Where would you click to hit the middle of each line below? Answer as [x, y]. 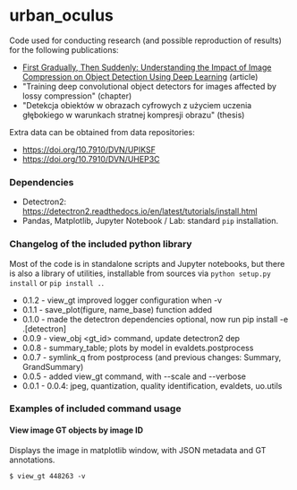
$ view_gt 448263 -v [48, 476]
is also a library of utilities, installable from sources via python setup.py [140, 273]
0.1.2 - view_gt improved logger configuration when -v [122, 300]
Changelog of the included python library [101, 245]
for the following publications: [64, 49]
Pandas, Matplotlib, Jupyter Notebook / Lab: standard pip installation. [150, 221]
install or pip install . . [57, 282]
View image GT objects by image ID [76, 430]
